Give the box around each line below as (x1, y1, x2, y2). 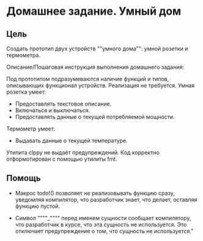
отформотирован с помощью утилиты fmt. (6, 155, 117, 163)
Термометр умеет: (6, 125, 56, 132)
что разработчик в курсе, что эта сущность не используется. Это (15, 221, 187, 228)
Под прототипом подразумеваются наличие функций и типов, (6, 75, 169, 82)
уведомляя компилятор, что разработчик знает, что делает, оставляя (15, 196, 197, 203)
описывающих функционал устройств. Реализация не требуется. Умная (6, 82, 194, 89)
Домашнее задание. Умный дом (6, 4, 182, 18)
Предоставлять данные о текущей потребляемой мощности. (15, 113, 175, 120)
